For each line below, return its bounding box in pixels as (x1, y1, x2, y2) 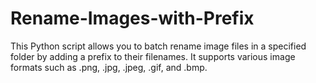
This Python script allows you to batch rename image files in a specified (10, 40, 307, 52)
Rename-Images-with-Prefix (10, 7, 255, 30)
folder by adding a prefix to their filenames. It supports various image (10, 50, 296, 62)
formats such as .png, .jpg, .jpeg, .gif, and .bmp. (10, 61, 208, 73)
